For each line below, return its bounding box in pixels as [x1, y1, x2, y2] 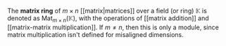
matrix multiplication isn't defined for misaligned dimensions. [7, 30, 184, 38]
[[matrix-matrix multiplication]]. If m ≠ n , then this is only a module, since [7, 23, 220, 31]
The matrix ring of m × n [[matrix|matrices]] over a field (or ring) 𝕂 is [7, 7, 208, 15]
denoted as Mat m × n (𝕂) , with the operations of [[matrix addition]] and [7, 14, 209, 24]
